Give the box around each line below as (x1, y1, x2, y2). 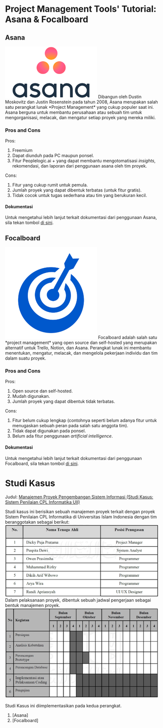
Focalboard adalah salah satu (97, 335, 158, 340)
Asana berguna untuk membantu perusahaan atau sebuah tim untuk (5, 109, 142, 115)
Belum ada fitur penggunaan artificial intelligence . (12, 433, 113, 439)
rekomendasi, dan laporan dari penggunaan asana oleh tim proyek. (12, 163, 147, 169)
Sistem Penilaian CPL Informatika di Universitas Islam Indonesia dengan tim (5, 513, 157, 520)
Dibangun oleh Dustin (97, 94, 142, 99)
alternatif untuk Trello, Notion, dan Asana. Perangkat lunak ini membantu (5, 345, 152, 351)
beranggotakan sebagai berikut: (5, 519, 70, 525)
